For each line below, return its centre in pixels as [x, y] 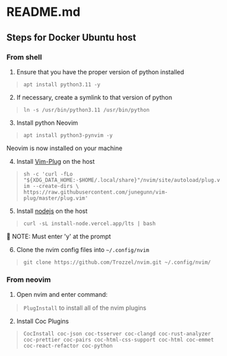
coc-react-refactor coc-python [68, 346]
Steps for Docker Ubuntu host [71, 38]
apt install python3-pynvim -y [68, 135]
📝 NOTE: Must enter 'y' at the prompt [59, 236]
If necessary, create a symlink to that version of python [94, 97]
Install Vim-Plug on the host [56, 161]
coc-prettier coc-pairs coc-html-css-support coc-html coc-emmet [118, 340]
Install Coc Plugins [43, 322]
